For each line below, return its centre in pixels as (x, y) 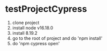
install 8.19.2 (25, 33)
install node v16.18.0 (33, 27)
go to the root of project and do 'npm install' (57, 38)
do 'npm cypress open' (36, 43)
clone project (26, 23)
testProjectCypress (46, 9)
